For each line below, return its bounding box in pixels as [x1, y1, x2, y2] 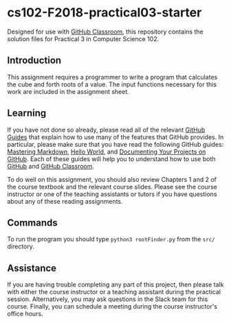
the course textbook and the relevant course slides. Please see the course [7, 182, 218, 191]
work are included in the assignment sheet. [7, 87, 129, 95]
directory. [7, 242, 34, 251]
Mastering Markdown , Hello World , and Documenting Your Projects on [7, 147, 206, 156]
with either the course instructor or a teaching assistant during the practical [7, 288, 221, 296]
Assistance [7, 262, 57, 274]
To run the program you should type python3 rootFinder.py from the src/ [7, 235, 215, 243]
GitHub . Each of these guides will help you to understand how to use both [7, 154, 216, 163]
